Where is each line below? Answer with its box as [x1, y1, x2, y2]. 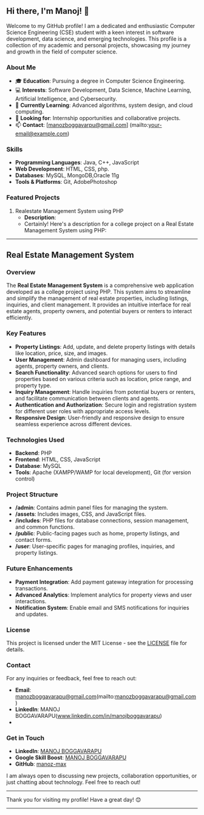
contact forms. [15, 536, 52, 544]
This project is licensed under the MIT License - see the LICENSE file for [6, 639, 187, 646]
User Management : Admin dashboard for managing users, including [15, 356, 187, 363]
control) [15, 475, 35, 482]
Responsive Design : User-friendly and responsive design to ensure [15, 414, 185, 421]
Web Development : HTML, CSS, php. [15, 165, 109, 173]
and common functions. [15, 523, 75, 531]
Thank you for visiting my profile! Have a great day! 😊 [6, 796, 141, 803]
